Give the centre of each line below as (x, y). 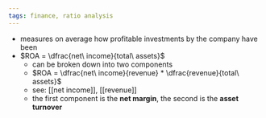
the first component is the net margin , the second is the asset (135, 98)
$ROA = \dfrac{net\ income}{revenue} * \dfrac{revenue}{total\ (135, 72)
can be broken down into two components (102, 64)
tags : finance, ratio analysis (61, 16)
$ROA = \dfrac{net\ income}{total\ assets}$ (92, 55)
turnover (47, 107)
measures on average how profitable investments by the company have (139, 39)
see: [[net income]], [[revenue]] (84, 90)
